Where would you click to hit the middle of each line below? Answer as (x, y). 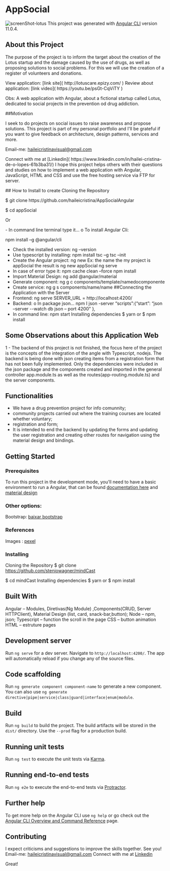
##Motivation (19, 113)
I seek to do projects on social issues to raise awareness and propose (78, 123)
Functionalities (29, 396)
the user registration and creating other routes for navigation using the (86, 435)
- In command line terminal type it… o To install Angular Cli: (67, 230)
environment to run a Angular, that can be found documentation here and (82, 487)
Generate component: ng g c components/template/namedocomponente (89, 282)
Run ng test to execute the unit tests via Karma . (55, 759)
